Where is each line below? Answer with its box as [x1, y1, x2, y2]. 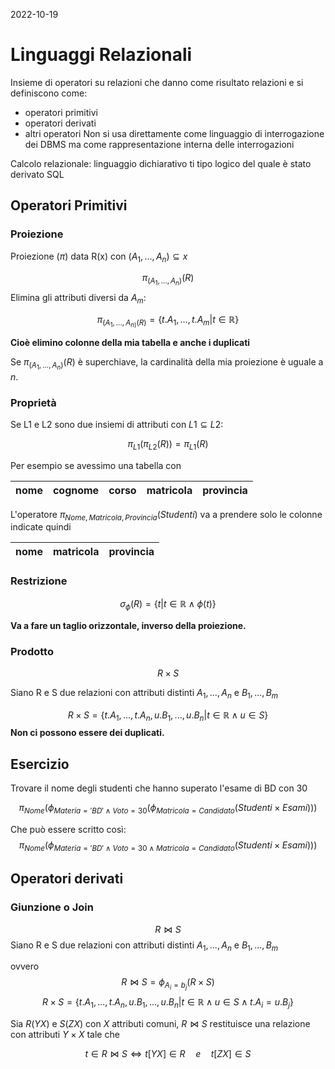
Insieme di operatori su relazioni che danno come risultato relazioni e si [10, 76, 304, 88]
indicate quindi [10, 521, 72, 533]
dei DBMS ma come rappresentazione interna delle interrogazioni [24, 138, 295, 150]
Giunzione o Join [10, 900, 94, 914]
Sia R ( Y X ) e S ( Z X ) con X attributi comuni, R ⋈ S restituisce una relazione [10, 1018, 311, 1030]
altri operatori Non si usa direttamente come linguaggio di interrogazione [24, 127, 325, 139]
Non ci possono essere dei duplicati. [10, 727, 165, 739]
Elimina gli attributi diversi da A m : [10, 291, 147, 306]
